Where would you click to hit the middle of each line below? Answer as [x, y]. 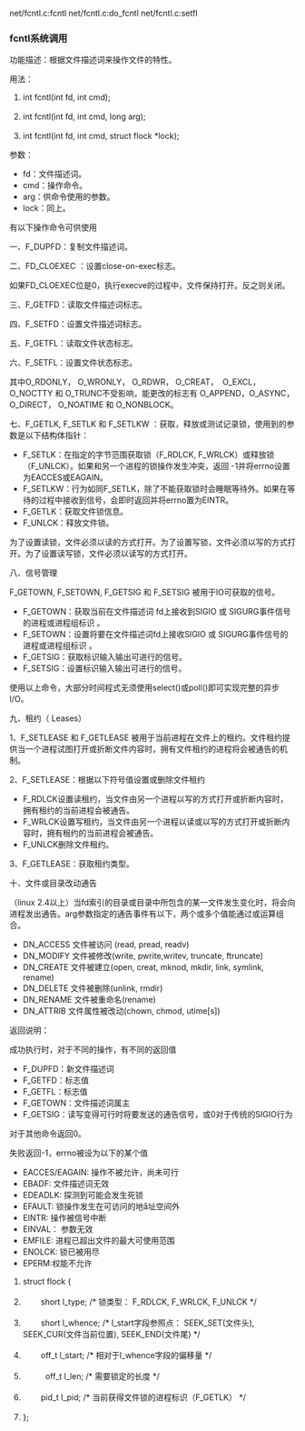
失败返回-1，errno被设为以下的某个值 [79, 1153]
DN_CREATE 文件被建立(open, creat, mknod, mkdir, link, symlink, [143, 967]
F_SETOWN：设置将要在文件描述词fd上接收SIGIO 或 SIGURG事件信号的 [155, 635]
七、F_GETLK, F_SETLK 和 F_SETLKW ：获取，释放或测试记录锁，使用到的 [148, 424]
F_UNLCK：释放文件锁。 [68, 523]
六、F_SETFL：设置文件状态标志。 [74, 363]
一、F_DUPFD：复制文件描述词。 [71, 247]
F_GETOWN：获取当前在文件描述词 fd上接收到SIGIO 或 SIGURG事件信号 [157, 612]
